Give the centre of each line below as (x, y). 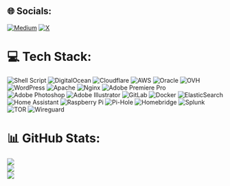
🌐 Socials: (30, 11)
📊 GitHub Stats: (54, 138)
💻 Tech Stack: (49, 57)
